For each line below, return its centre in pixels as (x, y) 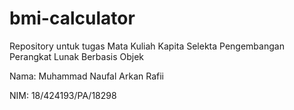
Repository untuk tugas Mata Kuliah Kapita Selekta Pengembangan (147, 46)
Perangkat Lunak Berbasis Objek (77, 56)
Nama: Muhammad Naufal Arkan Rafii (86, 76)
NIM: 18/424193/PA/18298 (63, 95)
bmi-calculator (72, 18)
